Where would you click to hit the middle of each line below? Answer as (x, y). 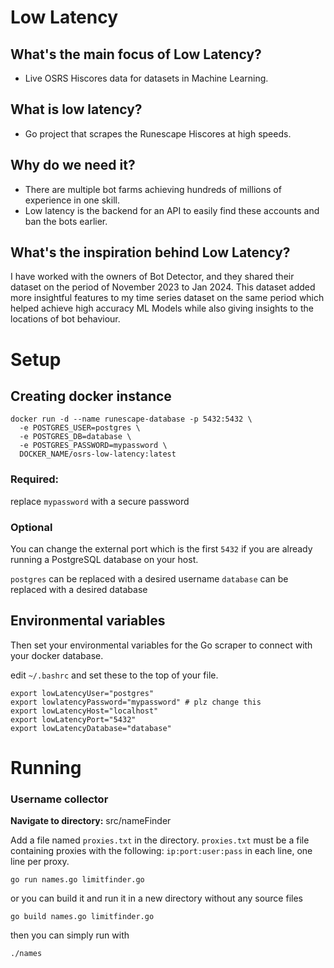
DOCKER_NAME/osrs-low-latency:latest (98, 454)
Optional (31, 527)
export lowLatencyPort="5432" (73, 719)
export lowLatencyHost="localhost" (84, 711)
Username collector (59, 799)
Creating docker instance (91, 396)
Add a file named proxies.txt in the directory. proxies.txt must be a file (160, 840)
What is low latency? (76, 109)
